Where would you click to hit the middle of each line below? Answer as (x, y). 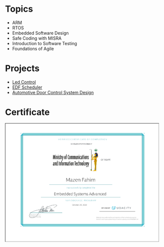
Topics (19, 9)
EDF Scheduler (27, 87)
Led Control (24, 82)
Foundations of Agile (33, 49)
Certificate (27, 112)
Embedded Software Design (41, 33)
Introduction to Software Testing (44, 43)
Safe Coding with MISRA (37, 38)
